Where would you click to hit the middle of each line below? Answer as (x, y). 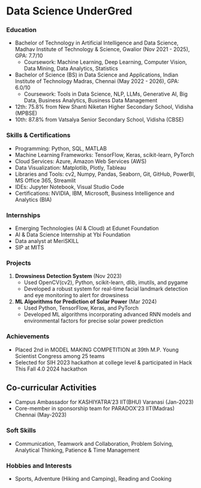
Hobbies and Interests (39, 466)
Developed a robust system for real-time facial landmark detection (106, 289)
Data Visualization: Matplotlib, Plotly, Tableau (70, 167)
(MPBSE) (26, 113)
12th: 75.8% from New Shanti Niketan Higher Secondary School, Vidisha (104, 107)
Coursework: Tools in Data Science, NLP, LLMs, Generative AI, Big (106, 94)
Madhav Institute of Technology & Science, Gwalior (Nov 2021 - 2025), (102, 49)
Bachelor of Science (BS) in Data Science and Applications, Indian (97, 75)
